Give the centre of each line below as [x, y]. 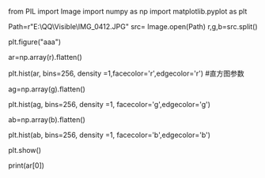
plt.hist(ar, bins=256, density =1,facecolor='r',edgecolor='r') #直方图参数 [127, 73]
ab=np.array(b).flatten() [47, 120]
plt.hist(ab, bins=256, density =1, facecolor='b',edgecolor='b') [110, 135]
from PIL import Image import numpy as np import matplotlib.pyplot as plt [128, 11]
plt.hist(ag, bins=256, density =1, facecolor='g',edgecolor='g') [110, 104]
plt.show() [25, 150]
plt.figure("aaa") [35, 42]
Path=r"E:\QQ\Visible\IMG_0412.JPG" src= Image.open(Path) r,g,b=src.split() [133, 26]
